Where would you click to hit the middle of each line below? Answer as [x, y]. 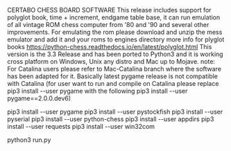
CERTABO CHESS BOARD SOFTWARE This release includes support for [109, 10]
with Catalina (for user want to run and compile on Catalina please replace [113, 83]
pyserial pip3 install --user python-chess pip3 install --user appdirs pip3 [111, 119]
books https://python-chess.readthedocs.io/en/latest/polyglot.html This [110, 47]
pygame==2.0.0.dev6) [39, 98]
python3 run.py [29, 140]
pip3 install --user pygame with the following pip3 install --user [97, 91]
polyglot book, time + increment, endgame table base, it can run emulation [114, 17]
